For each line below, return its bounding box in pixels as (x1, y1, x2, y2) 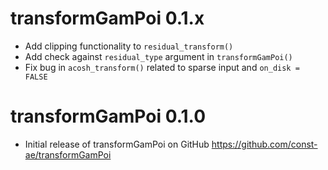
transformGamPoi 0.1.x (10, 7, 205, 30)
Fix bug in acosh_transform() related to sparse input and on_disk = (24, 61, 300, 73)
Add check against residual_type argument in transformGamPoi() (24, 50, 293, 62)
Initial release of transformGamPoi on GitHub (24, 138, 210, 150)
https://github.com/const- (211, 138, 318, 150)
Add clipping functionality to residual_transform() (24, 40, 234, 52)
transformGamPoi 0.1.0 (10, 105, 207, 128)
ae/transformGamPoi (24, 148, 112, 161)
